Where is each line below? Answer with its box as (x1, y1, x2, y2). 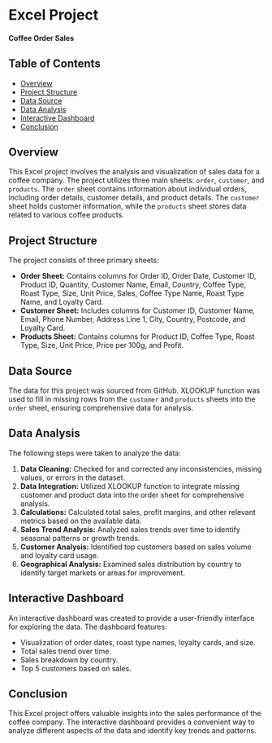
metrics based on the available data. (19, 516, 142, 525)
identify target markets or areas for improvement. (19, 568, 185, 578)
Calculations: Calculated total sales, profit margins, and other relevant (19, 507, 256, 517)
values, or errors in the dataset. (19, 473, 126, 482)
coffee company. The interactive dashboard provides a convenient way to (8, 717, 256, 727)
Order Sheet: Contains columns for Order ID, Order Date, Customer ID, (19, 271, 257, 281)
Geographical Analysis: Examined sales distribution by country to (19, 559, 242, 569)
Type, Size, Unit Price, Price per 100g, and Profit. (19, 341, 184, 350)
